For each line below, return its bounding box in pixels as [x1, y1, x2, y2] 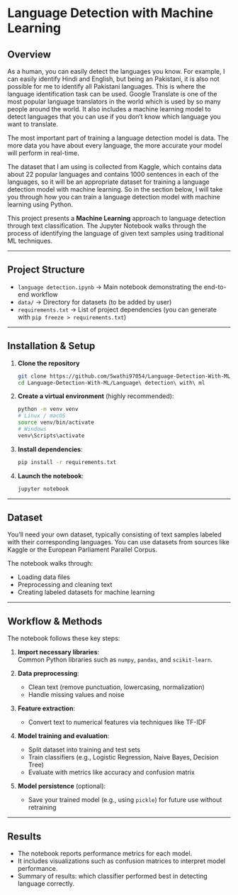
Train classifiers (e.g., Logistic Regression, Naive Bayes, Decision [28, 753, 219, 762]
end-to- [203, 282, 227, 291]
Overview [7, 48, 52, 60]
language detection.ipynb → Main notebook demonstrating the [17, 282, 203, 291]
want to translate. [7, 120, 59, 128]
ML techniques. [7, 236, 53, 245]
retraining [28, 803, 57, 812]
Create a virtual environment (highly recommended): [17, 392, 174, 400]
